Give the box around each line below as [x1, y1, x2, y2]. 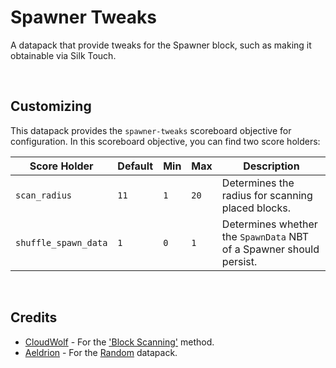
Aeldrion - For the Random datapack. [24, 346, 178, 358]
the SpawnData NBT [221, 229, 310, 243]
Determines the [221, 176, 295, 190]
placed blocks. [221, 201, 291, 215]
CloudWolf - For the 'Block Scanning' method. [24, 336, 215, 348]
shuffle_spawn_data [15, 237, 108, 248]
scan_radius [15, 189, 73, 201]
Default [117, 159, 154, 173]
